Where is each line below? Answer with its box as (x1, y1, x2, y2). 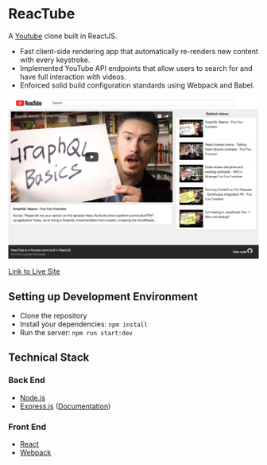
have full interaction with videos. (19, 72, 127, 81)
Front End (8, 421, 47, 432)
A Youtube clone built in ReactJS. (8, 31, 118, 41)
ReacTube (8, 5, 75, 23)
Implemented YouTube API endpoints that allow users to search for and (19, 63, 253, 72)
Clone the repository (19, 311, 87, 321)
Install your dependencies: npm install (19, 319, 149, 329)
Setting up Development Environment (8, 290, 199, 303)
